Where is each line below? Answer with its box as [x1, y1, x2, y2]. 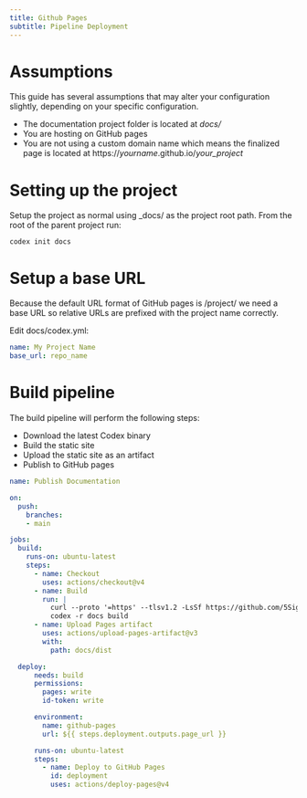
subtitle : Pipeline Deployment [9, 22, 129, 31]
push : [17, 501, 39, 511]
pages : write [42, 688, 92, 697]
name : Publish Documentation [9, 477, 121, 486]
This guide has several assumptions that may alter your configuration [9, 91, 270, 102]
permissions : [33, 679, 84, 688]
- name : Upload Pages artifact [33, 620, 153, 630]
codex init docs [9, 237, 71, 247]
